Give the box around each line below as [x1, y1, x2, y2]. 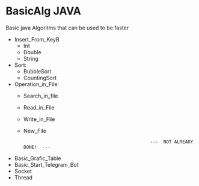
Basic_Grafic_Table [14, 155, 61, 162]
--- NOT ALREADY [150, 138, 194, 145]
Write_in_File [23, 116, 55, 123]
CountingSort [23, 74, 57, 81]
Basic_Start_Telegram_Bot [14, 161, 79, 168]
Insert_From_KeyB [14, 36, 60, 43]
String [23, 55, 38, 62]
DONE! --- [23, 144, 51, 150]
